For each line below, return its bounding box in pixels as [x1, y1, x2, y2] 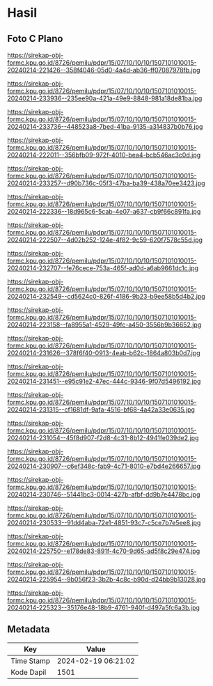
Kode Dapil [10, 667, 47, 677]
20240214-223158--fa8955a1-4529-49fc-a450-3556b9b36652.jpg [7, 320, 202, 329]
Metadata [7, 623, 50, 635]
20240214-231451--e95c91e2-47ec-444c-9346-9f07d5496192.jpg [7, 377, 201, 385]
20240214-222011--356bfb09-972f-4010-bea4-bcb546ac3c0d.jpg [7, 151, 201, 159]
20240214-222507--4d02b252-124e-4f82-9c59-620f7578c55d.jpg [7, 235, 203, 244]
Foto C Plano [7, 33, 63, 45]
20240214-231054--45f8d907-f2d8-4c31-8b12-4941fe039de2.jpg [7, 434, 199, 442]
